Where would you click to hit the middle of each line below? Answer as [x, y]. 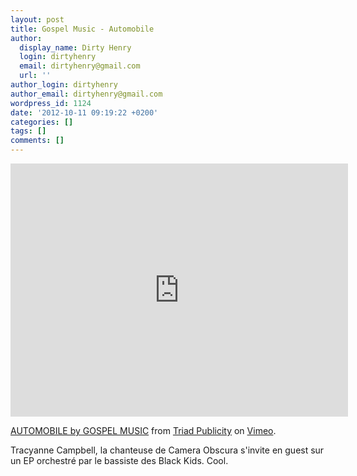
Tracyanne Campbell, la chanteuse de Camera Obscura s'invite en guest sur [167, 450]
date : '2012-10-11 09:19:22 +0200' [84, 112]
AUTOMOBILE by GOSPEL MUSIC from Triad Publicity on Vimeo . [143, 430]
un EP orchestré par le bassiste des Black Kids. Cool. [119, 460]
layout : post [37, 19]
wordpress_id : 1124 [51, 103]
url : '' [35, 76]
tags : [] [28, 131]
